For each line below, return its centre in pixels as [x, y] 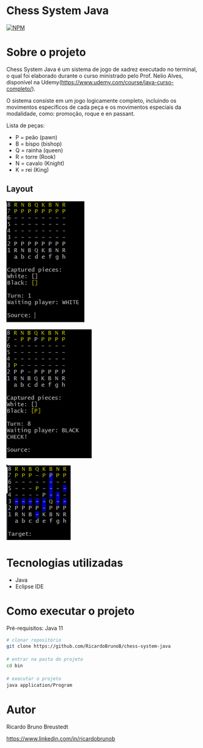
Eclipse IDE [29, 586]
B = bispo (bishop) [39, 144]
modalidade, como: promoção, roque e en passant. [71, 113]
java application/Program [39, 685]
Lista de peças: [25, 125]
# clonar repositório [34, 640]
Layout [20, 189]
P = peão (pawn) [36, 137]
